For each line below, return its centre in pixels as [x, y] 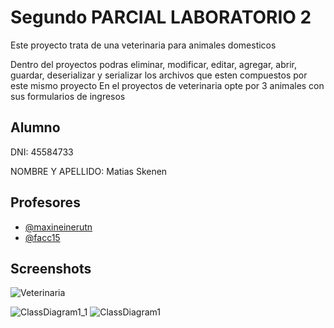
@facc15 [42, 237]
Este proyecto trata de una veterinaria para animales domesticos [143, 45]
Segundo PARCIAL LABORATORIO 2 [161, 17]
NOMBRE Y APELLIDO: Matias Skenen [89, 171]
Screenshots [51, 268]
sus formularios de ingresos [68, 96]
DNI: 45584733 [42, 152]
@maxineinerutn [58, 227]
